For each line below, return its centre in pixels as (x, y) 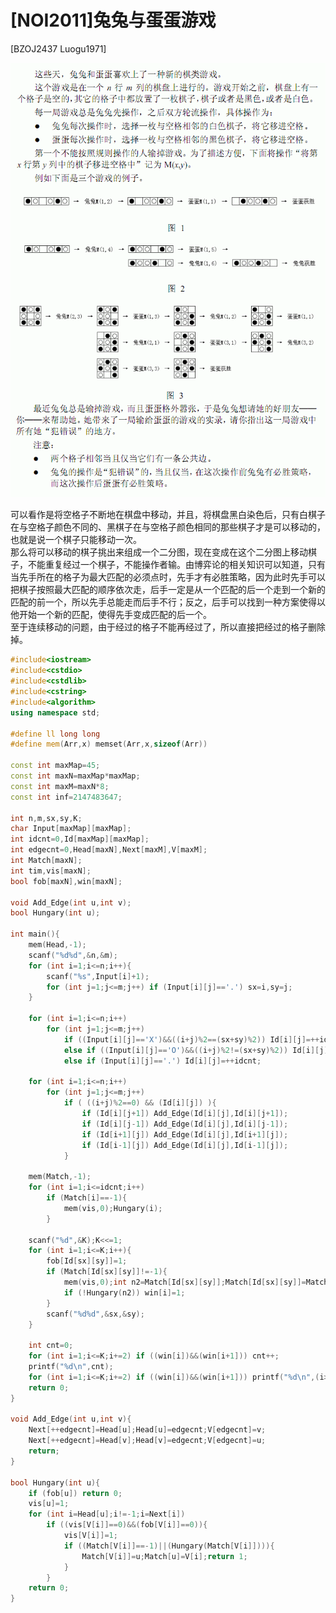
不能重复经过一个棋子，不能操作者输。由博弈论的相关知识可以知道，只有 (176, 565)
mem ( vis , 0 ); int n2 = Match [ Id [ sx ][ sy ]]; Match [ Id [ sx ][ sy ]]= (185, 1282)
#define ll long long (55, 734)
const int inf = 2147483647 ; (66, 797)
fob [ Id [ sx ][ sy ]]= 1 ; (87, 1261)
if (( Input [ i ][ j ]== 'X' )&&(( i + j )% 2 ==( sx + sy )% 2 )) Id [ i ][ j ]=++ (191, 1039)
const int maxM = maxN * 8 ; (60, 786)
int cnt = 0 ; (51, 1346)
